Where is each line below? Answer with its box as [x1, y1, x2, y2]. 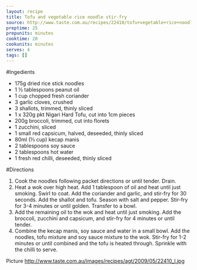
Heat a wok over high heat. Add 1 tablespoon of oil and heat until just [14, 183, 181, 191]
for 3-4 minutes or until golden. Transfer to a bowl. [14, 202, 137, 209]
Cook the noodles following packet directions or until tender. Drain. [14, 177, 176, 184]
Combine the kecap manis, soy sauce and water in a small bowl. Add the [14, 227, 190, 234]
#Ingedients [6, 68, 35, 75]
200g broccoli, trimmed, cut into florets [14, 117, 110, 124]
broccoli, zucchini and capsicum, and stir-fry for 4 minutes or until [14, 215, 175, 222]
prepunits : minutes [6, 31, 54, 36]
